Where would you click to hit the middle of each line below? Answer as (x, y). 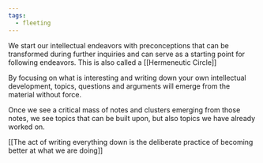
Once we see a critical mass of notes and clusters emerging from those (124, 110)
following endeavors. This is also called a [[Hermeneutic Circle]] (113, 62)
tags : (17, 15)
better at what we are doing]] (56, 150)
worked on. (26, 127)
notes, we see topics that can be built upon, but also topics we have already (132, 118)
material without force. (45, 94)
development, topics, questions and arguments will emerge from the (119, 86)
